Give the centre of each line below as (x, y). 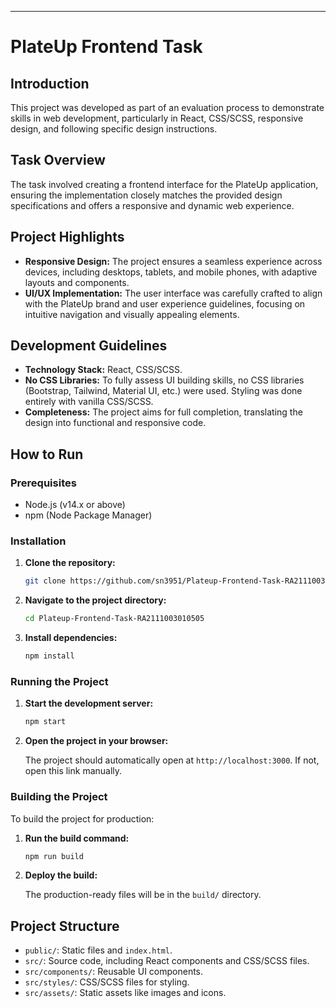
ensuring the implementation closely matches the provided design (146, 195)
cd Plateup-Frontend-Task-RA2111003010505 (114, 619)
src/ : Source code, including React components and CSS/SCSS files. (167, 961)
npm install (49, 656)
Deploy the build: (61, 875)
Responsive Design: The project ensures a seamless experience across (173, 261)
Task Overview (58, 160)
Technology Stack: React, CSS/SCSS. (103, 370)
